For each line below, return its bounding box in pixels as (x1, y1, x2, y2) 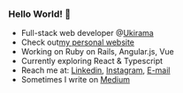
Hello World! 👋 (8, 8, 72, 20)
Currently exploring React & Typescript (20, 56, 164, 67)
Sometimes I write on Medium (20, 75, 130, 85)
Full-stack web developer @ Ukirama (20, 28, 154, 39)
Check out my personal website (20, 37, 134, 47)
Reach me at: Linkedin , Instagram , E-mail (20, 65, 171, 75)
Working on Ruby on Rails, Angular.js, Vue (20, 46, 174, 57)
